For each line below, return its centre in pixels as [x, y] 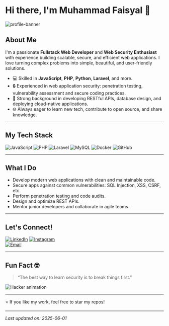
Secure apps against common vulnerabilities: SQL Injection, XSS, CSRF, [87, 185]
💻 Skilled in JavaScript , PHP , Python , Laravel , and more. [72, 78]
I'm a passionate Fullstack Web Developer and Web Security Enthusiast [81, 52]
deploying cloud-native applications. [50, 104]
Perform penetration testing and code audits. [59, 196]
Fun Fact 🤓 [22, 265]
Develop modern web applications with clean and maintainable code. [84, 180]
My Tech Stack [29, 135]
